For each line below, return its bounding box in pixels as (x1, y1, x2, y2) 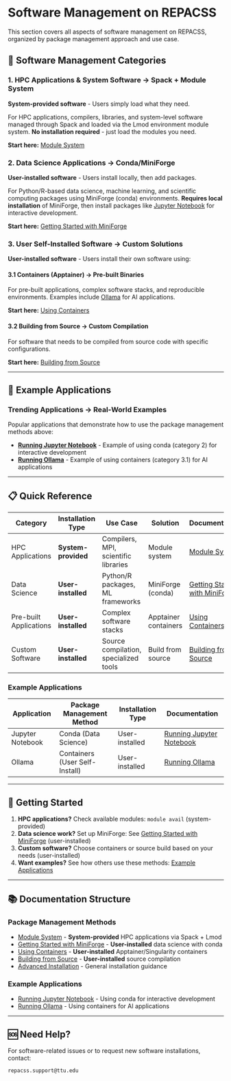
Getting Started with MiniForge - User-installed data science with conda (17, 940, 223, 948)
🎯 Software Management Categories (8, 55, 167, 67)
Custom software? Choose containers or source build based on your (17, 844, 213, 852)
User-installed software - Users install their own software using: (8, 255, 191, 263)
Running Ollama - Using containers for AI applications (17, 1002, 170, 1010)
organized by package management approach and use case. (8, 34, 180, 43)
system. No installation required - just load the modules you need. (8, 127, 197, 135)
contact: (8, 1054, 32, 1062)
